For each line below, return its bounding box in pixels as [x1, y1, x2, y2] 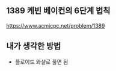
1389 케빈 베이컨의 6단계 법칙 [6, 5, 111, 16]
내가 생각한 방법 [6, 41, 61, 51]
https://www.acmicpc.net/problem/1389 [6, 22, 105, 29]
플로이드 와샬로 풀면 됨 [14, 58, 69, 65]
